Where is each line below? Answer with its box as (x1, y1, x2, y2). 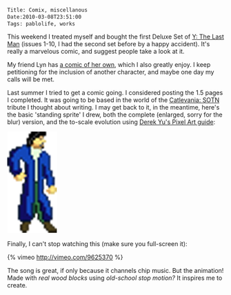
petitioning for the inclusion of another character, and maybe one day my (7, 68, 214, 76)
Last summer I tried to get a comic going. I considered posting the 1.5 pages (7, 89, 223, 96)
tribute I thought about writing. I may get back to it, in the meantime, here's (7, 103, 220, 111)
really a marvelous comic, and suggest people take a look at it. (7, 48, 185, 55)
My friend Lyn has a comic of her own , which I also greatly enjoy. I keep (7, 61, 211, 68)
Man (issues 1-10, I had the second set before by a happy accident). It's (7, 40, 210, 48)
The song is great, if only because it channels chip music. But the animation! (7, 267, 224, 274)
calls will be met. (7, 75, 55, 83)
